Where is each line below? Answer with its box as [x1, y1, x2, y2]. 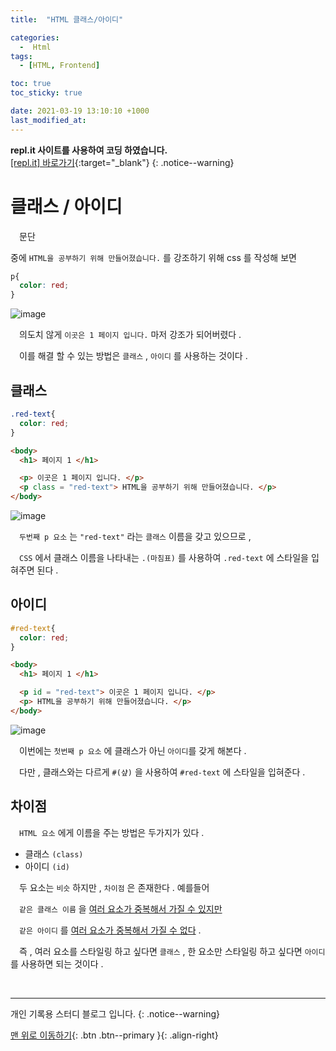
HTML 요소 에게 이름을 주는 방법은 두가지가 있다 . [19, 826, 205, 838]
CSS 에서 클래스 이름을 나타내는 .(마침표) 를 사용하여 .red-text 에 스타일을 [19, 552, 309, 563]
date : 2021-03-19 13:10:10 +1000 [10, 106, 150, 116]
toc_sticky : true [10, 88, 83, 98]
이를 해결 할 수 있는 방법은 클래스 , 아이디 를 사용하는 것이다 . [18, 350, 248, 362]
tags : [10, 51, 33, 61]
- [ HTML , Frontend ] [19, 61, 101, 71]
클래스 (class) [24, 847, 84, 860]
